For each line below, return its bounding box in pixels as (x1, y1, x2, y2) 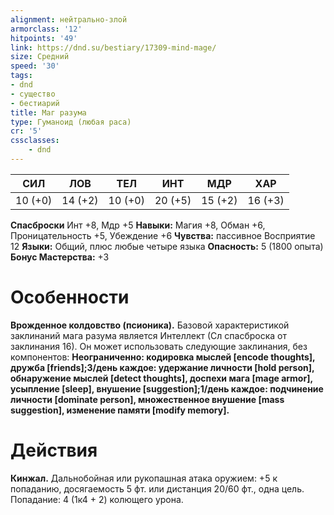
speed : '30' (10, 61, 60, 71)
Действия (10, 439, 98, 461)
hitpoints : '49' (10, 33, 78, 43)
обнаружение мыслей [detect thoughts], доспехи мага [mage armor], (10, 372, 313, 384)
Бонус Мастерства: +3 (10, 251, 110, 263)
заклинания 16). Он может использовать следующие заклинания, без (10, 340, 308, 352)
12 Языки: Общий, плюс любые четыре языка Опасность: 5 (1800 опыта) (10, 240, 324, 252)
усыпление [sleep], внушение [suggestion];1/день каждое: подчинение (10, 382, 324, 395)
